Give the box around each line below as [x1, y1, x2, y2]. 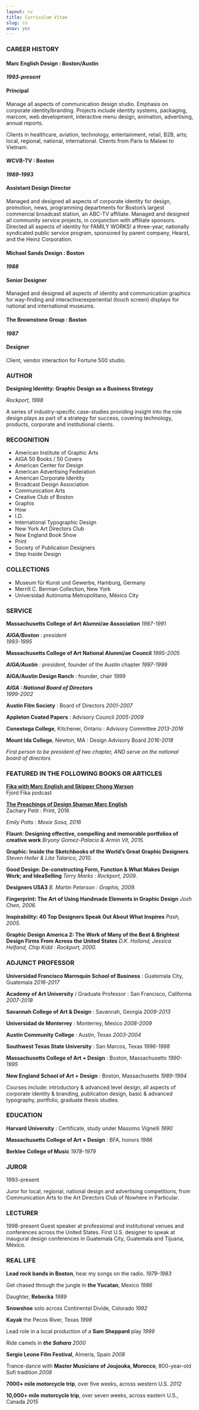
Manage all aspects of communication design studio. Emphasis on [6, 100, 168, 107]
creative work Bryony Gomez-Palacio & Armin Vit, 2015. [6, 837, 144, 844]
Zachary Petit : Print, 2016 [6, 807, 70, 814]
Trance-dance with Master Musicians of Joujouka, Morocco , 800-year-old [6, 1362, 191, 1369]
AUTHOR [6, 371, 33, 380]
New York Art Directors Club [14, 525, 84, 532]
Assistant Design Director [6, 184, 71, 191]
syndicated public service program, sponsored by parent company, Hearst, [6, 229, 190, 236]
